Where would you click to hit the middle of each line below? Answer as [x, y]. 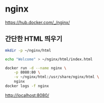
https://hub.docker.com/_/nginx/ [37, 22]
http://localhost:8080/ [27, 95]
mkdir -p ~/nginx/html [28, 50]
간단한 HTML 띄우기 [34, 39]
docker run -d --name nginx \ [36, 68]
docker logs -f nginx [27, 86]
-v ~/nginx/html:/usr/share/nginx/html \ [56, 77]
